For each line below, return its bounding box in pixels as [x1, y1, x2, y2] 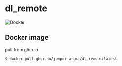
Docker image [5, 33, 49, 42]
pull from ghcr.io [5, 46, 38, 52]
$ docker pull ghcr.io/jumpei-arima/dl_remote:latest [5, 56, 118, 61]
